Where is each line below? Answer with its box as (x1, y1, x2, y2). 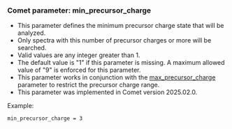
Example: (7, 102, 34, 110)
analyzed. (17, 29, 46, 37)
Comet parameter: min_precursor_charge (7, 6, 152, 15)
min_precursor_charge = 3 (7, 115, 82, 122)
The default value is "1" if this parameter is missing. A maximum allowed (17, 59, 225, 67)
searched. (17, 44, 47, 52)
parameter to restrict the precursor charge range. (17, 81, 160, 89)
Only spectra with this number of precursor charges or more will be (17, 36, 212, 45)
